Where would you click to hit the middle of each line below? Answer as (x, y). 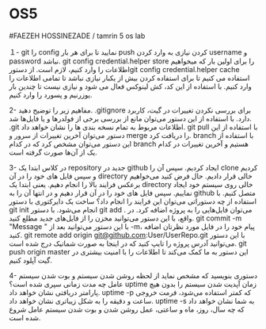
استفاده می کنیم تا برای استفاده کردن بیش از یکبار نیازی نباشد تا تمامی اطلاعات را (129, 78)
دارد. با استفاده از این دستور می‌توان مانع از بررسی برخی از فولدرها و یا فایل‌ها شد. (131, 118)
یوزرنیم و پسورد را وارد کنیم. (51, 94)
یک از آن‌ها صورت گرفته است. (53, 152)
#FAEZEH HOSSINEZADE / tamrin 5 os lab (77, 36)
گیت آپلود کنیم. (30, 260)
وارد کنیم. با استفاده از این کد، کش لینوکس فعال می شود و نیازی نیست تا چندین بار (130, 86)
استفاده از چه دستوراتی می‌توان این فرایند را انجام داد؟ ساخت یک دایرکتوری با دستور (133, 201)
